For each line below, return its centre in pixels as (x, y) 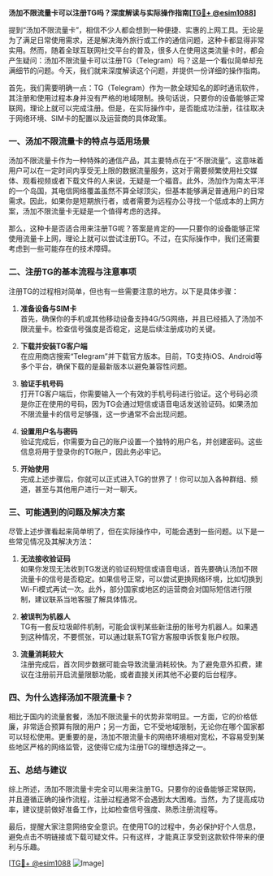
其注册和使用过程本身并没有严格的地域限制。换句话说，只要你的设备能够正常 (136, 98)
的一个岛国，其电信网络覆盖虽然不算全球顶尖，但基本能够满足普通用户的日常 (136, 191)
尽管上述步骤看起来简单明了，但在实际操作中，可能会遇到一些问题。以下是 (133, 531)
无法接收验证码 (45, 559)
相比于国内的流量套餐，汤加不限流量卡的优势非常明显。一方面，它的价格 (129, 717)
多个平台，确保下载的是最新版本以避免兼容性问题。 (106, 366)
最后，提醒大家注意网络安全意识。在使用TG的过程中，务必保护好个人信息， (134, 826)
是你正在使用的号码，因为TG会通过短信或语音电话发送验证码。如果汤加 (139, 403)
